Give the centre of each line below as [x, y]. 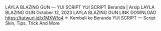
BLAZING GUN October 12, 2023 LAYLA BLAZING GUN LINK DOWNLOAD [81, 12]
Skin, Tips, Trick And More [32, 23]
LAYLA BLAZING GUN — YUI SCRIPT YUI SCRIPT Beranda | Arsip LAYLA [80, 7]
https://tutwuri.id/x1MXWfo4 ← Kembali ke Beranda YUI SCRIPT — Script [80, 18]
